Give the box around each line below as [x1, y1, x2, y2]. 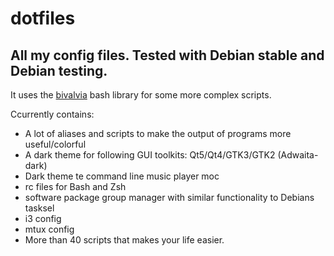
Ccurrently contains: [10, 108, 95, 120]
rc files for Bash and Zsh [24, 181, 127, 192]
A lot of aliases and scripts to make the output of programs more [24, 128, 292, 139]
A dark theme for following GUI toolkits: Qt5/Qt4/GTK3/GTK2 [24, 149, 276, 161]
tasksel [24, 202, 55, 214]
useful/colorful [24, 138, 87, 150]
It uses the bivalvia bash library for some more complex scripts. [10, 89, 272, 101]
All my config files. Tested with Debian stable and [10, 47, 325, 64]
